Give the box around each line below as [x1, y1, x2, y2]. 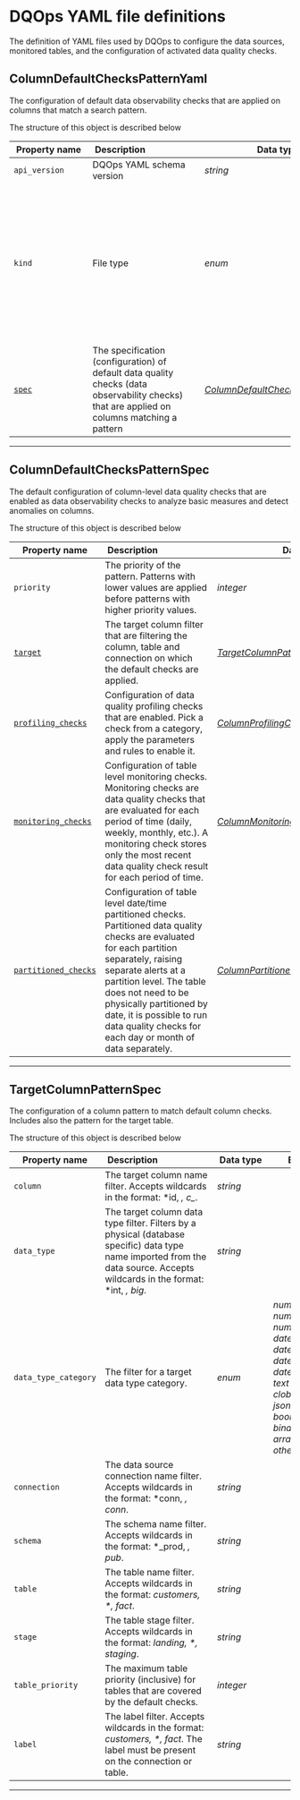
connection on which [104, 652, 194, 664]
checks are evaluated [104, 930, 195, 943]
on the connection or [104, 1755, 193, 1768]
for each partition [104, 942, 178, 954]
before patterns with [104, 593, 190, 605]
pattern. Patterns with [104, 570, 196, 583]
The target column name [104, 1169, 208, 1182]
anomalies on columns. [9, 505, 95, 516]
